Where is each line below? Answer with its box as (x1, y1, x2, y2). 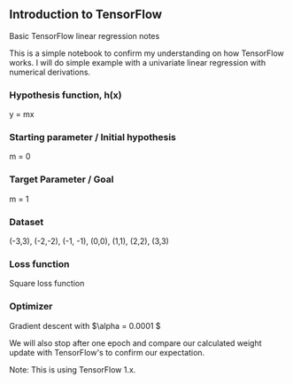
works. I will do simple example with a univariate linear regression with (9, 57, 266, 67)
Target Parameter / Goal (9, 173, 114, 185)
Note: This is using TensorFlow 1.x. (9, 364, 136, 375)
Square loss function (9, 278, 85, 289)
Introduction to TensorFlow (9, 7, 162, 22)
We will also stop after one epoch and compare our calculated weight (9, 337, 263, 349)
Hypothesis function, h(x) (9, 89, 122, 101)
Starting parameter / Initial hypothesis (9, 131, 177, 144)
